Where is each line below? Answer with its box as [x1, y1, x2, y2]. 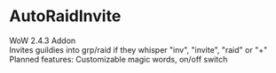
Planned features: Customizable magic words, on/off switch [9, 54, 228, 64]
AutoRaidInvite [9, 6, 122, 26]
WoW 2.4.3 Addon [9, 35, 76, 46]
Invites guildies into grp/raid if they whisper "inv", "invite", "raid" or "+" [9, 44, 268, 55]
